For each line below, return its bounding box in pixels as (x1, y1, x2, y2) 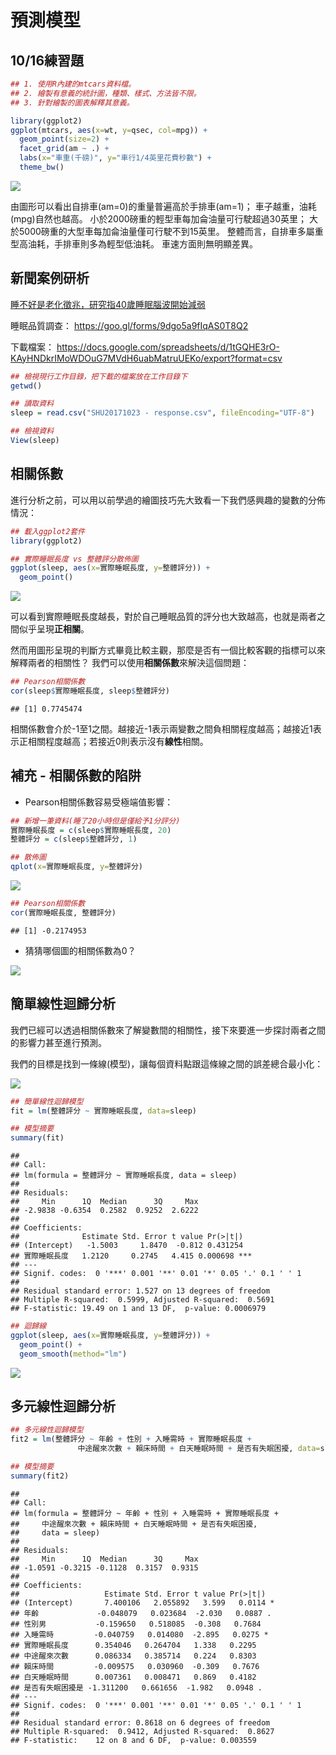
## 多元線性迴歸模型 (10, 1425, 84, 1435)
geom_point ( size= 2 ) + (19, 134, 110, 145)
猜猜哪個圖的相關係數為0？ (24, 944, 137, 956)
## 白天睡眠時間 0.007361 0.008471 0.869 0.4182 (10, 1672, 257, 1682)
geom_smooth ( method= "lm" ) (19, 1349, 128, 1359)
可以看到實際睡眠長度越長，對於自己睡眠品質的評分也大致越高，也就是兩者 (10, 611, 317, 623)
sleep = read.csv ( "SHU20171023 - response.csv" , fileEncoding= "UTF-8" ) (10, 408, 315, 418)
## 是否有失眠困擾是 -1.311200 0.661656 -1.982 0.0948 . (10, 1682, 263, 1693)
